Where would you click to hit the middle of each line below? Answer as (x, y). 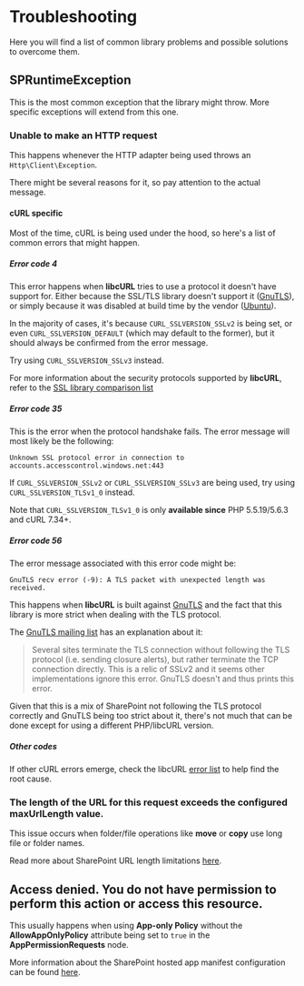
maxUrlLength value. (57, 814)
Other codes (33, 746)
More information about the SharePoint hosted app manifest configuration (147, 962)
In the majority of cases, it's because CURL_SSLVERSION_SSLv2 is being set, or (151, 324)
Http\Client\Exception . (54, 165)
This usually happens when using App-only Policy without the (126, 926)
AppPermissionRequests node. (69, 945)
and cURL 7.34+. (40, 519)
